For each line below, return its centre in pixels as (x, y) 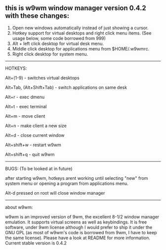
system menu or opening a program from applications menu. (67, 183)
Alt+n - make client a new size (36, 125)
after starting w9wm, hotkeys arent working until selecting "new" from (77, 178)
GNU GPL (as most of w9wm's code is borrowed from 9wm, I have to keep (81, 232)
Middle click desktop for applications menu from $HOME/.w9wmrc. (81, 48)
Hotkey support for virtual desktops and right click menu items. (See (82, 33)
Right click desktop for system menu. (50, 54)
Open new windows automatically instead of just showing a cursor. (80, 28)
